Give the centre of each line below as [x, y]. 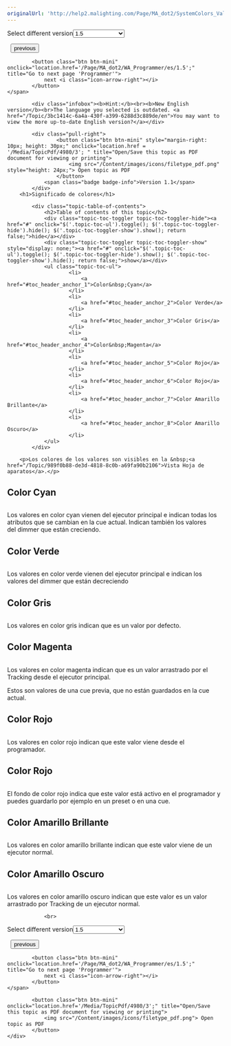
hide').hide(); [29, 230]
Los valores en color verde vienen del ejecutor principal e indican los [105, 574]
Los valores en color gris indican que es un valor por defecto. [94, 626]
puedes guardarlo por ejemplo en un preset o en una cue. [89, 801]
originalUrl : [26, 13]
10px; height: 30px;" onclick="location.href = [77, 146]
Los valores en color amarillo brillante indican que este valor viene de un [110, 845]
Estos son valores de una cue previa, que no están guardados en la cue [108, 690]
